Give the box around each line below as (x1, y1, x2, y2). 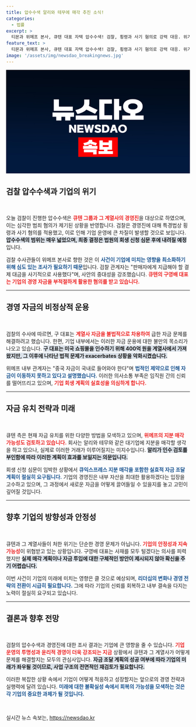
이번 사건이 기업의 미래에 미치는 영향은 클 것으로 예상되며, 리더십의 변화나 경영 (6, 574, 183, 582)
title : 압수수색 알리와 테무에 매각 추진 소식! (6, 9, 104, 15)
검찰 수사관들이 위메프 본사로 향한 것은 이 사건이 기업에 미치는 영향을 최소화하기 (6, 256, 185, 263)
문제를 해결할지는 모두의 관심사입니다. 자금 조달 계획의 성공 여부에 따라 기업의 (6, 656, 181, 663)
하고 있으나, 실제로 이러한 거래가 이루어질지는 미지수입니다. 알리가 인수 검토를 (12, 446, 188, 453)
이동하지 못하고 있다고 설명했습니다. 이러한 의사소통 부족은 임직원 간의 (16, 372, 175, 379)
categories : (6, 15, 35, 22)
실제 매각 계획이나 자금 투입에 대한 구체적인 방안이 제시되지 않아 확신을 (21, 555, 180, 562)
